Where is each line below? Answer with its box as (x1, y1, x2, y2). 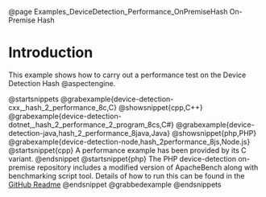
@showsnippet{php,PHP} (172, 128, 256, 137)
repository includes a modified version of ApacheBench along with (36, 162, 259, 172)
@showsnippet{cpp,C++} (118, 102, 203, 112)
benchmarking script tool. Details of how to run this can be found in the (8, 170, 245, 180)
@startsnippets (8, 94, 59, 104)
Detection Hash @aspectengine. (8, 78, 116, 88)
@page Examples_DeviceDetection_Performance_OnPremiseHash (8, 7, 228, 16)
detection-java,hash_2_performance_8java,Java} (8, 128, 171, 137)
